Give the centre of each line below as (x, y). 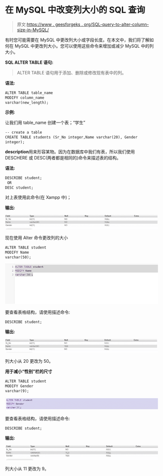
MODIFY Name (17, 252)
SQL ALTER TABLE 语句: (29, 62)
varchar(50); (18, 257)
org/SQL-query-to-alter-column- (116, 24)
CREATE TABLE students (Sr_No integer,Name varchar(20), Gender (71, 137)
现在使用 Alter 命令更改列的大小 (37, 238)
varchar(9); (17, 391)
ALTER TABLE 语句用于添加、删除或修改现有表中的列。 (72, 72)
